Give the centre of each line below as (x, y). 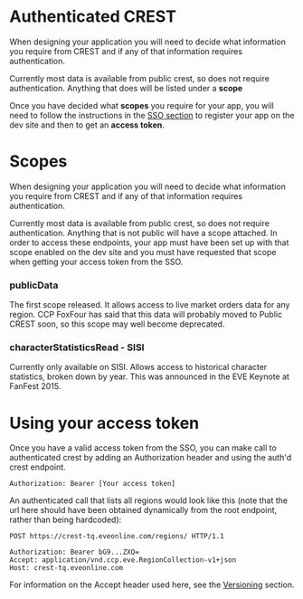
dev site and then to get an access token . (87, 125)
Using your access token (104, 423)
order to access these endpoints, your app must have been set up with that (149, 242)
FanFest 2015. (35, 386)
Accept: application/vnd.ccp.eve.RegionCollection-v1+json (123, 560)
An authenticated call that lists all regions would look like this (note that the (149, 500)
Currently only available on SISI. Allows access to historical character (138, 367)
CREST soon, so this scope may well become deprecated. (117, 324)
